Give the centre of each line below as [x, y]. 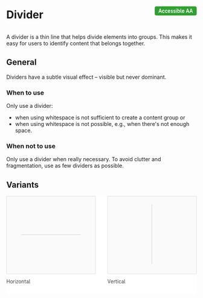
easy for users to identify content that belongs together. [76, 43]
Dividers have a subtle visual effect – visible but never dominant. [86, 77]
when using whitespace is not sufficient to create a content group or [100, 118]
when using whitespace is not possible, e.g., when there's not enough [102, 124]
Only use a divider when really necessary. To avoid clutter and [84, 159]
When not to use [31, 146]
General [22, 62]
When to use [25, 93]
